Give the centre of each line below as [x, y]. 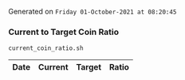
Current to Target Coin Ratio [64, 32]
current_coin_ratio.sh [46, 48]
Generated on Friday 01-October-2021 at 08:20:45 [92, 11]
